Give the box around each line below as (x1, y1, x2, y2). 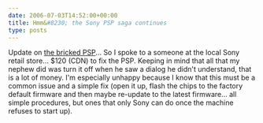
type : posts (8, 26, 47, 34)
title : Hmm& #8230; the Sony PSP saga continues (8, 19, 168, 27)
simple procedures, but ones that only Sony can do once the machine (8, 98, 234, 107)
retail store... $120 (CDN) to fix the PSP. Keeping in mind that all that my (8, 56, 240, 65)
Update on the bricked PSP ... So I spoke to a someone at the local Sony (8, 48, 240, 58)
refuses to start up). (8, 106, 73, 116)
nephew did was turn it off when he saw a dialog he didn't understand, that (8, 65, 252, 74)
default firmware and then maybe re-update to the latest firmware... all (8, 90, 237, 99)
